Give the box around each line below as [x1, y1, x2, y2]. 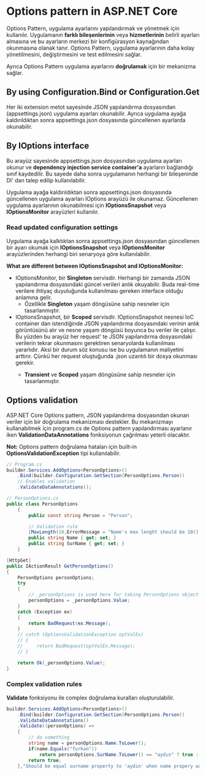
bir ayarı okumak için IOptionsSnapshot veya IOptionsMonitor [6, 244, 166, 251]
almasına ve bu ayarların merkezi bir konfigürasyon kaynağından [6, 37, 169, 45]
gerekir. [15, 359, 35, 366]
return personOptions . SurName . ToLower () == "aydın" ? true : [39, 751, 199, 758]
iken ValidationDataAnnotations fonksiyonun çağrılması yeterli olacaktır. [6, 431, 191, 438]
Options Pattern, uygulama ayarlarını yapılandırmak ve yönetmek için [6, 25, 180, 32]
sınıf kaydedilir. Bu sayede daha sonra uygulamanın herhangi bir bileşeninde [6, 170, 198, 177]
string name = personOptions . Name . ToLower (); [28, 740, 147, 747]
